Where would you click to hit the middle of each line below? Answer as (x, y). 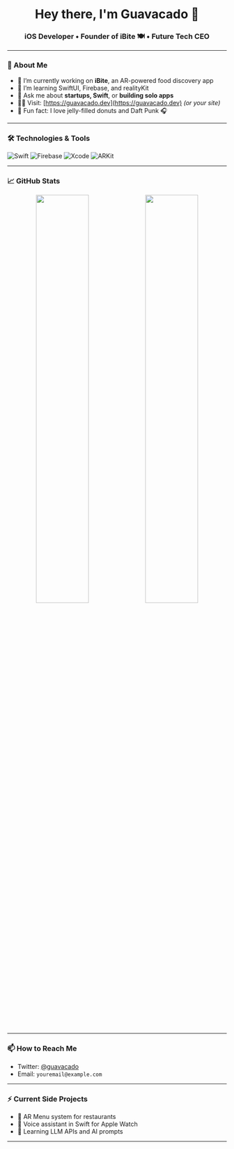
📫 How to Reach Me (42, 1049)
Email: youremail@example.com (60, 1074)
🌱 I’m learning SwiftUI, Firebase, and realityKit (83, 88)
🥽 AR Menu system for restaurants (67, 1116)
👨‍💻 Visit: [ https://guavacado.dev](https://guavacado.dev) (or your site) (119, 102)
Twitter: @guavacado (48, 1066)
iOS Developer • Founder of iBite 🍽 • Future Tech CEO (117, 36)
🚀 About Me (28, 65)
